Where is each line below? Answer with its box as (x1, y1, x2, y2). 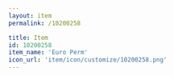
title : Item (8, 34, 48, 42)
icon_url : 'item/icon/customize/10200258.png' (8, 56, 168, 64)
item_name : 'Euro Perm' (8, 49, 89, 57)
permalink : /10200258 (8, 19, 81, 27)
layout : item (8, 11, 52, 20)
